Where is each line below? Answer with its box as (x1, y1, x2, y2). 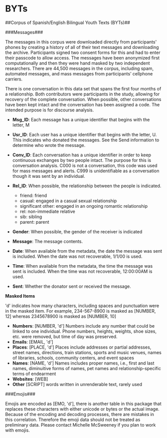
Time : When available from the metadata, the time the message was (12, 263, 153, 269)
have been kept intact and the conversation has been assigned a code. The (5, 101, 160, 107)
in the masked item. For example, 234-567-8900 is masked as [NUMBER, (5, 308, 156, 314)
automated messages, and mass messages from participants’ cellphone (5, 70, 153, 76)
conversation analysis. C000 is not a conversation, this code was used (12, 162, 158, 168)
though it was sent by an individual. (12, 173, 86, 179)
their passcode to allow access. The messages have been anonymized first (5, 54, 160, 60)
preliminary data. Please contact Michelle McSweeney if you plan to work (5, 422, 156, 428)
